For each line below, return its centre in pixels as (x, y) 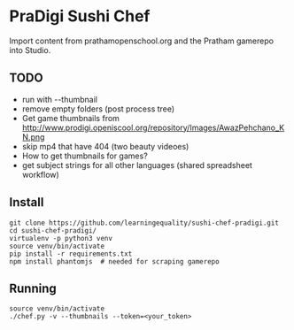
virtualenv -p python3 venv (61, 238)
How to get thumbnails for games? (85, 156)
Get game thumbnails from (70, 118)
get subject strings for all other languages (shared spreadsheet (137, 165)
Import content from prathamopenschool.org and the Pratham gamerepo (142, 41)
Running (33, 288)
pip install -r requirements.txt (71, 254)
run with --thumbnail (59, 99)
